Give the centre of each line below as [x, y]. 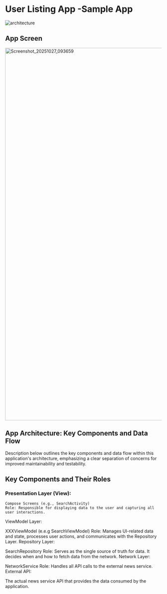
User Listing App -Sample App [69, 9]
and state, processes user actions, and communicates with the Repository [81, 536]
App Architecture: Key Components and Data [77, 433]
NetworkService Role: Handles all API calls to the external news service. [79, 566]
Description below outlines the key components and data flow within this [80, 453]
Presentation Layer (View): [38, 493]
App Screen [24, 38]
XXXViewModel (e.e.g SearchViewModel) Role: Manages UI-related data [79, 531]
